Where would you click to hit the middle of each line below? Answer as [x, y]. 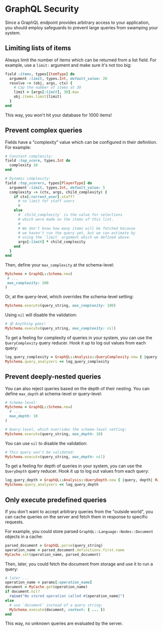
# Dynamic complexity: [28, 179]
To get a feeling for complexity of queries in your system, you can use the [79, 338]
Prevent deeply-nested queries [53, 377]
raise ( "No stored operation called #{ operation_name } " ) [67, 596]
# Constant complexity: [29, 156]
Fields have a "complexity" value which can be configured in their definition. [81, 142]
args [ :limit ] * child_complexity [52, 242]
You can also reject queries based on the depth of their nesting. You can [77, 388]
